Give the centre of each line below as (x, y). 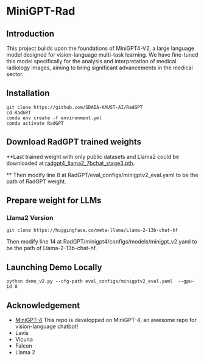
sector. (15, 74)
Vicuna (24, 339)
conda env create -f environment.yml (54, 118)
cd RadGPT (19, 113)
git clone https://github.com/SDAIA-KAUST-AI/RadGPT (75, 107)
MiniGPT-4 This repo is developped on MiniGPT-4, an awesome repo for (106, 320)
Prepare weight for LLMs (54, 201)
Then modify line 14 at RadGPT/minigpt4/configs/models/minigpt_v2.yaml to (102, 242)
